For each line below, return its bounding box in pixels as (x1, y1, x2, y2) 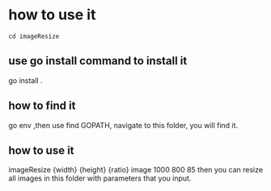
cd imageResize (8, 32, 60, 40)
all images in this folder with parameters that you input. (8, 173, 192, 183)
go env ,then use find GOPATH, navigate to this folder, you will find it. (8, 120, 239, 130)
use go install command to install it (8, 54, 188, 68)
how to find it (8, 99, 76, 113)
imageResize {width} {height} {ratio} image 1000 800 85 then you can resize (8, 165, 264, 175)
